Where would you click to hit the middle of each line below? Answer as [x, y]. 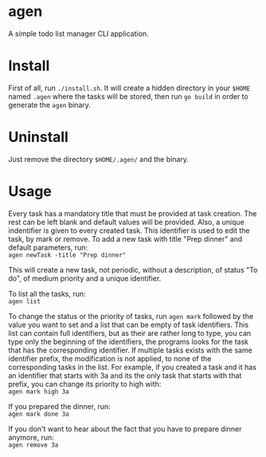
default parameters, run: [48, 247]
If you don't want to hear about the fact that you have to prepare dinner [125, 428]
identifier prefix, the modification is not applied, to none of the [110, 358]
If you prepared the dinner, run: [59, 406]
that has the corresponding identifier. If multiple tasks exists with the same [130, 350]
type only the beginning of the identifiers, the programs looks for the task [129, 341]
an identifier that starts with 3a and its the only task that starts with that [125, 375]
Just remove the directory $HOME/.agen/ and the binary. [99, 159]
